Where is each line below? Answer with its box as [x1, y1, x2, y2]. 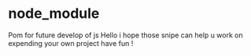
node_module [8, 5, 100, 23]
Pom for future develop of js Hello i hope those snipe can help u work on [8, 30, 243, 40]
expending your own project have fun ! [8, 38, 134, 47]
